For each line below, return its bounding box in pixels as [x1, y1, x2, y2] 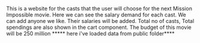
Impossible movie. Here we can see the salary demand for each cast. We [6, 11, 187, 18]
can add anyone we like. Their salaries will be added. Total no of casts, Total [6, 18, 195, 24]
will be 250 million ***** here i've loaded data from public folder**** [6, 30, 175, 37]
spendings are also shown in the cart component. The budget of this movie [6, 24, 192, 31]
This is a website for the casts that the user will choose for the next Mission [6, 5, 193, 12]
